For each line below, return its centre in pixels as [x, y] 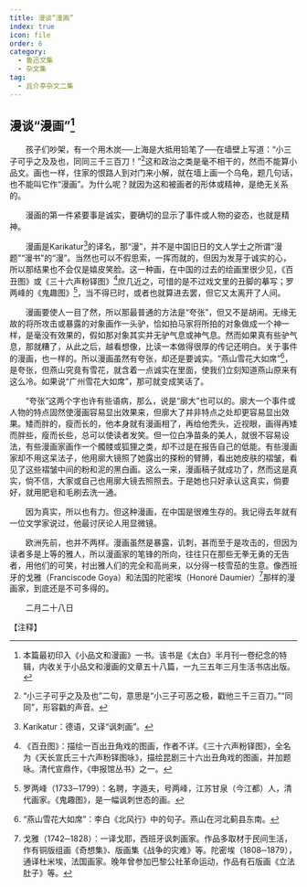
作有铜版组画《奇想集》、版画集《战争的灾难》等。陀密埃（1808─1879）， [159, 850]
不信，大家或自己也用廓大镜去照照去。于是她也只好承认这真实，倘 [157, 480]
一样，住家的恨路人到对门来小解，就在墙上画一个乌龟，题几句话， [173, 173]
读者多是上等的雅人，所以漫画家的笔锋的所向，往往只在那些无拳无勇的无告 [149, 553]
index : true [32, 27]
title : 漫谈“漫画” [42, 18]
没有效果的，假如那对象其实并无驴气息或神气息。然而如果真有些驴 [165, 336]
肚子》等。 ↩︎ [48, 873]
